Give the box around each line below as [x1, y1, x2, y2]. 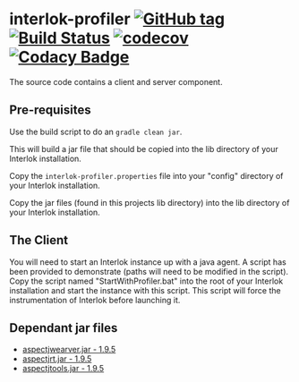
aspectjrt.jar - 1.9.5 [21, 353, 92, 364]
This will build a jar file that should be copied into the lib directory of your [9, 143, 279, 154]
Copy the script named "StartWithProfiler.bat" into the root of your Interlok [9, 276, 284, 286]
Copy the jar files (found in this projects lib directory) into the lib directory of [9, 197, 290, 208]
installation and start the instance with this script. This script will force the [9, 284, 281, 295]
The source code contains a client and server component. [9, 76, 223, 87]
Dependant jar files [9, 320, 118, 335]
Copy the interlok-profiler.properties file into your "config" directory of [9, 170, 284, 181]
